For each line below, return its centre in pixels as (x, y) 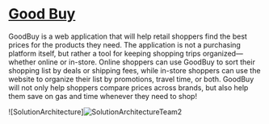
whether (22, 62)
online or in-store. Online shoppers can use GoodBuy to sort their (147, 62)
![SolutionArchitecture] (46, 112)
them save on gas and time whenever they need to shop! (103, 96)
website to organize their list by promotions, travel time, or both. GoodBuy (131, 79)
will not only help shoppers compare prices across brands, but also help (128, 87)
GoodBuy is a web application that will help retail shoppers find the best (128, 36)
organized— (223, 53)
